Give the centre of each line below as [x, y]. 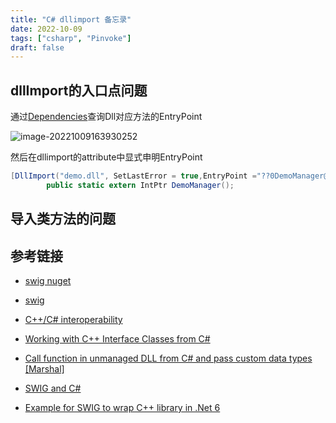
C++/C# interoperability [73, 320]
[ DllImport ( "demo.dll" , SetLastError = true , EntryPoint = [133, 176]
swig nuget [48, 281]
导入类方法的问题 [63, 219]
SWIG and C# [53, 388]
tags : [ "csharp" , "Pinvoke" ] [71, 38]
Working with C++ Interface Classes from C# [117, 339]
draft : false [37, 47]
